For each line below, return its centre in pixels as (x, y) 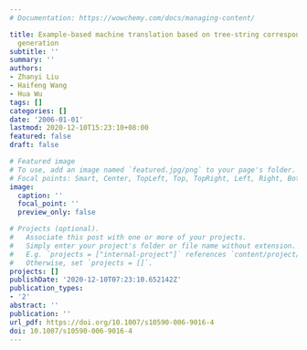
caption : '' (41, 196)
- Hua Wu (26, 94)
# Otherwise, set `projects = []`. (81, 263)
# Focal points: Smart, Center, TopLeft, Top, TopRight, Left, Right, (147, 178)
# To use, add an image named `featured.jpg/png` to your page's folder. (153, 170)
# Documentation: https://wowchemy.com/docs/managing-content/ (132, 18)
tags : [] (26, 102)
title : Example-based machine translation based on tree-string (134, 34)
